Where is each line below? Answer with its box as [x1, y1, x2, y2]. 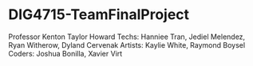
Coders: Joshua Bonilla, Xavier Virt [8, 49, 123, 58]
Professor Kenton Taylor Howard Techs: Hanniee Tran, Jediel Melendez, [8, 32, 246, 41]
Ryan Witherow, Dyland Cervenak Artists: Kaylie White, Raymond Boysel [8, 40, 246, 49]
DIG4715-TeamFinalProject [8, 6, 190, 24]
